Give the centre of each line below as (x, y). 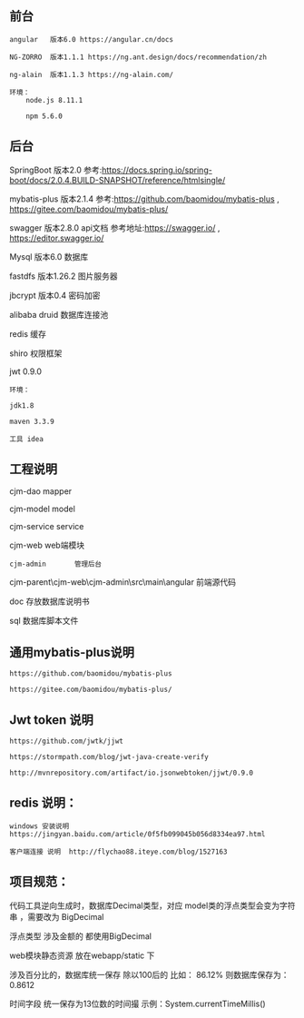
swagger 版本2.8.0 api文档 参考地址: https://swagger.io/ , (115, 227)
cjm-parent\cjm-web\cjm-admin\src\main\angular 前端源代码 (123, 582)
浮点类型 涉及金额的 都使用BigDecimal (81, 936)
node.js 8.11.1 (54, 100)
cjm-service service (47, 527)
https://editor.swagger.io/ (57, 238)
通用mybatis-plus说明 (72, 652)
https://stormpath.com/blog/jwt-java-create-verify (109, 757)
